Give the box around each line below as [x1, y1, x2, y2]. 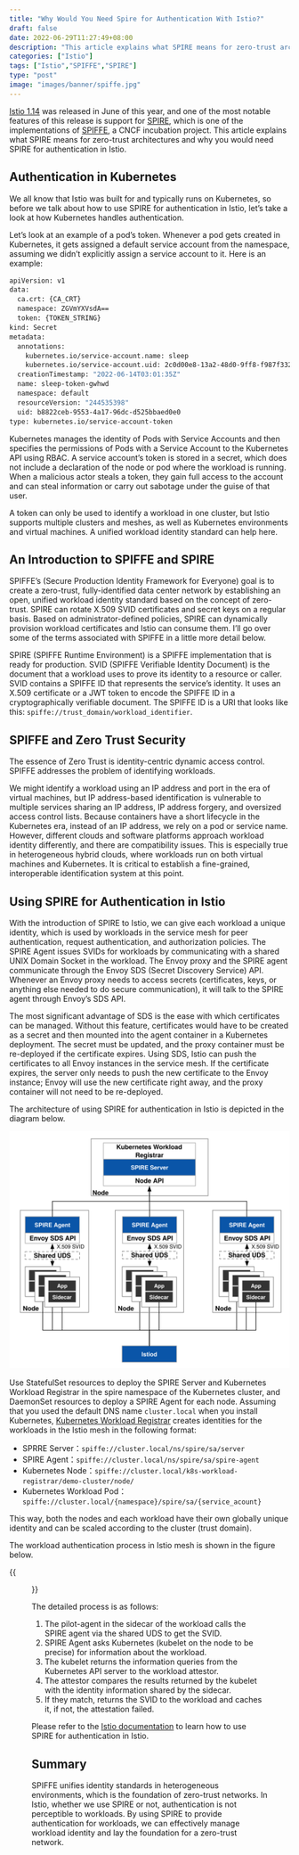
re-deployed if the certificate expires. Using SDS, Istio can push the [9, 1048, 257, 1059]
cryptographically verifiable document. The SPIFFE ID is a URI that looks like [9, 697, 289, 708]
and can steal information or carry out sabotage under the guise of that [9, 480, 271, 491]
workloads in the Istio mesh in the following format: [9, 1424, 198, 1435]
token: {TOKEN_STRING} [17, 314, 101, 323]
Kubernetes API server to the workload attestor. [44, 1666, 220, 1677]
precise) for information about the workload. [44, 1647, 207, 1658]
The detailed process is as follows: [31, 1601, 158, 1613]
